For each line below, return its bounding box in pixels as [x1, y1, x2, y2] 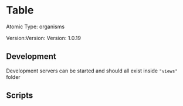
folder [6, 73, 21, 80]
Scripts [6, 91, 33, 101]
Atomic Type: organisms [6, 23, 65, 30]
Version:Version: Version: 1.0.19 [6, 34, 81, 41]
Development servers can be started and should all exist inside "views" [6, 67, 178, 74]
